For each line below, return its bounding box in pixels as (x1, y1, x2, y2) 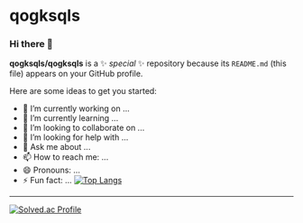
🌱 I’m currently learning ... (22, 113, 119, 124)
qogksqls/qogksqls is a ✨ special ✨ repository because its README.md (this (9, 58, 287, 69)
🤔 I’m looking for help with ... (22, 132, 129, 143)
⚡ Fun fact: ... (22, 175, 72, 186)
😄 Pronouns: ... (22, 164, 81, 176)
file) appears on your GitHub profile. (9, 69, 143, 79)
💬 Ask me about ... (22, 142, 91, 153)
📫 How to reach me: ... (22, 152, 109, 163)
